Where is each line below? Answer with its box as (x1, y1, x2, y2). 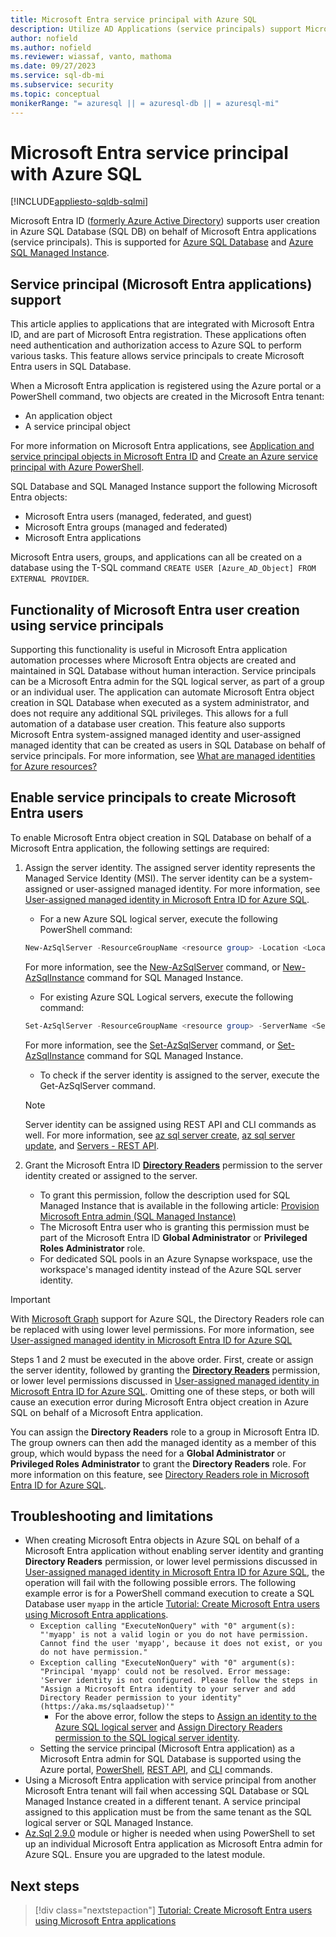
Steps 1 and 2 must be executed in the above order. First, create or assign (10, 1353, 314, 1365)
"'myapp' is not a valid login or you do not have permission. (39, 1630, 310, 1640)
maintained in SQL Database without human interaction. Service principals (10, 665, 317, 677)
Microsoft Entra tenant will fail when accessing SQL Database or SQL (24, 1785, 310, 1797)
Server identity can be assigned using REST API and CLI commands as (24, 1118, 317, 1130)
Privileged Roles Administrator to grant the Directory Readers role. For (10, 1457, 307, 1470)
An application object (24, 410, 113, 422)
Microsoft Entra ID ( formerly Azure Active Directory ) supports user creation (10, 215, 320, 227)
